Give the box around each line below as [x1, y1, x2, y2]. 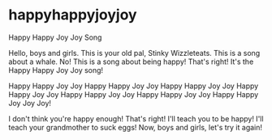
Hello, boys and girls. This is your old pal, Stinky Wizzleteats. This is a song [8, 48, 261, 57]
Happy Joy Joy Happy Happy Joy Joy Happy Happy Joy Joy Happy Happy [8, 89, 259, 99]
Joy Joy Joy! [8, 98, 51, 108]
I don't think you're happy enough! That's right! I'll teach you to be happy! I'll [8, 113, 264, 123]
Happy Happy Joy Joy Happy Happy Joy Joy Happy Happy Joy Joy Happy [8, 81, 259, 91]
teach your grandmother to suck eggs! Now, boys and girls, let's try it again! [8, 122, 262, 132]
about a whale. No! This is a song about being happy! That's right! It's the [8, 57, 254, 66]
